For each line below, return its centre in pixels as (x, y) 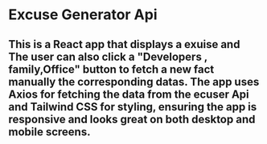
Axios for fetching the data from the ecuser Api (129, 94)
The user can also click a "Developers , (108, 56)
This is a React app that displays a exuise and (124, 44)
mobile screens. (49, 132)
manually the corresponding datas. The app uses (134, 82)
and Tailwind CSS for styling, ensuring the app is (133, 107)
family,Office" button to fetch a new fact (111, 69)
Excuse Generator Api (83, 15)
